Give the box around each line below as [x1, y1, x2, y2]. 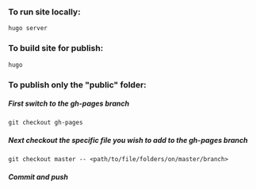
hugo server [8, 25, 48, 33]
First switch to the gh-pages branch [8, 98, 129, 109]
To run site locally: [8, 6, 81, 17]
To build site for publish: [8, 43, 104, 54]
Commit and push [8, 172, 69, 182]
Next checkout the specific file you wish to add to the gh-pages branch [8, 136, 248, 145]
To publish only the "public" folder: [8, 79, 147, 90]
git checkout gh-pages [8, 118, 83, 127]
